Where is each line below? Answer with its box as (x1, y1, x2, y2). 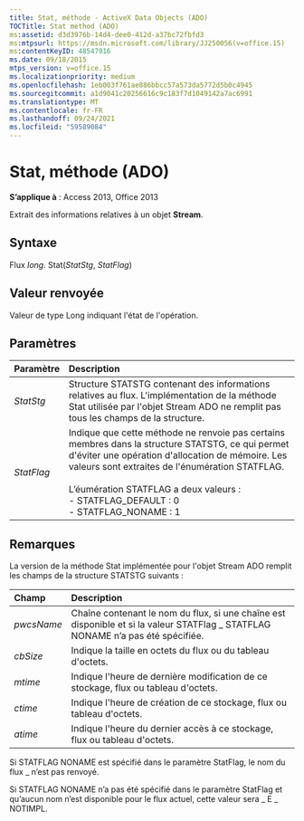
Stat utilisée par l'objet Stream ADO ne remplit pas (68, 400, 282, 413)
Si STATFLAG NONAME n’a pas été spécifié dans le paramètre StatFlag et (9, 784, 283, 795)
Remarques (9, 536, 76, 552)
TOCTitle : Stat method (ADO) (9, 22, 119, 31)
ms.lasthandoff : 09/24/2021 (9, 114, 116, 123)
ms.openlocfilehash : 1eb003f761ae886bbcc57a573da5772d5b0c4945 (9, 81, 253, 90)
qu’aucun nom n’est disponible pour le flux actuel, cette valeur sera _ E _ (9, 794, 279, 805)
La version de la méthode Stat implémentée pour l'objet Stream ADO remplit (9, 560, 292, 571)
